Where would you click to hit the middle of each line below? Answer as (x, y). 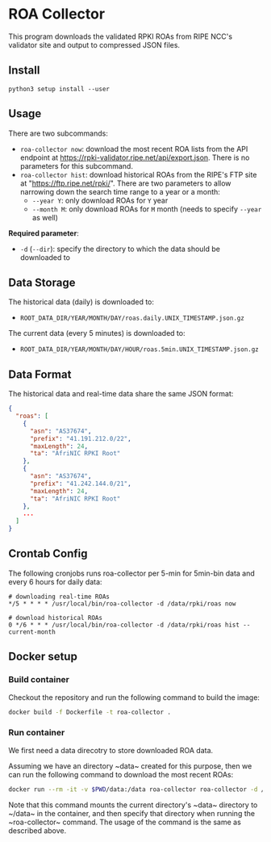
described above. (38, 830)
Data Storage (42, 282)
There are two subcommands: (58, 133)
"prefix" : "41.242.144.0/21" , (80, 484)
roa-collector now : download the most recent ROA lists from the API (134, 149)
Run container (37, 733)
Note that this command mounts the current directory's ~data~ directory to (133, 805)
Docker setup (43, 657)
